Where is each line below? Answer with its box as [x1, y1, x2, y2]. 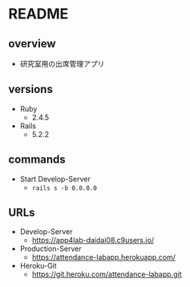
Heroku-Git [19, 261, 58, 271]
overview [8, 37, 56, 51]
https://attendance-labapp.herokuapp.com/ [31, 253, 176, 262]
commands [8, 153, 66, 167]
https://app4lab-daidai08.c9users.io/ [31, 236, 155, 245]
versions [8, 83, 54, 96]
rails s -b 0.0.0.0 [31, 184, 98, 192]
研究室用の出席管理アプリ [19, 59, 105, 68]
